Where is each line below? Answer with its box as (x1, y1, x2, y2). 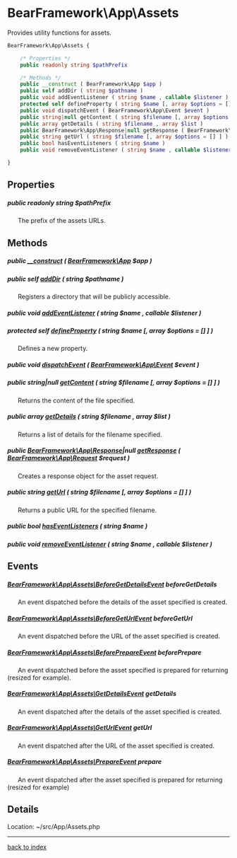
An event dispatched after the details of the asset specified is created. (17, 707, 222, 716)
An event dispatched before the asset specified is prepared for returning (17, 666, 229, 674)
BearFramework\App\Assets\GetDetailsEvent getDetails (7, 690, 176, 698)
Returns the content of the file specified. (17, 396, 135, 405)
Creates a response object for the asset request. (17, 472, 159, 480)
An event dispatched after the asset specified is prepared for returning (17, 775, 223, 784)
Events (7, 560, 39, 572)
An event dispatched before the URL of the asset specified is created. (17, 632, 221, 640)
